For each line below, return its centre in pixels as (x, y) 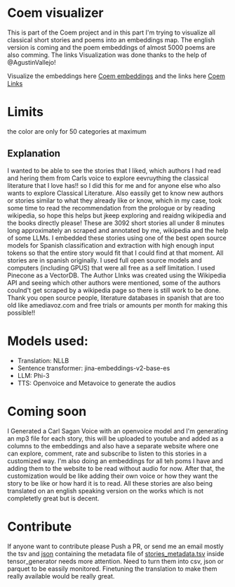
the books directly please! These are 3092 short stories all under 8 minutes (116, 222)
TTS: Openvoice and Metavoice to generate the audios (96, 383)
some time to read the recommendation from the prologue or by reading (111, 208)
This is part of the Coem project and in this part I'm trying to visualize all (112, 32)
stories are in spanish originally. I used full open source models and (105, 260)
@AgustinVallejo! (32, 62)
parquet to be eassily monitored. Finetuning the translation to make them (112, 569)
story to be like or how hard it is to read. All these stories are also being (110, 483)
